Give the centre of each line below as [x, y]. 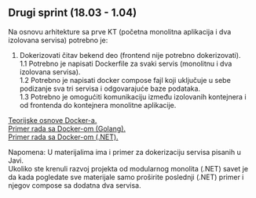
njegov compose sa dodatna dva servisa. [75, 185]
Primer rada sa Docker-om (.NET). [64, 137]
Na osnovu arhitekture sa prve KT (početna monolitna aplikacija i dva [120, 31]
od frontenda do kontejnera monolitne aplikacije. [98, 105]
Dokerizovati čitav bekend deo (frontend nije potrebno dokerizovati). [130, 55]
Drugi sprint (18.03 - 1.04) [73, 13]
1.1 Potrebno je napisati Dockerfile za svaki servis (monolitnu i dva [126, 63]
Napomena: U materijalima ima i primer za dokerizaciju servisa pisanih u [124, 152]
